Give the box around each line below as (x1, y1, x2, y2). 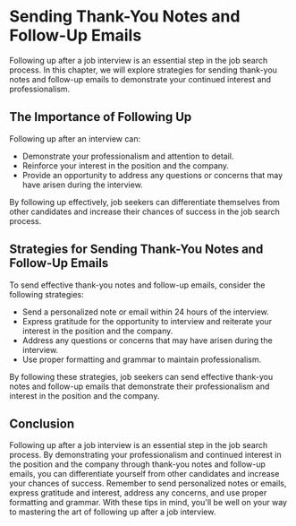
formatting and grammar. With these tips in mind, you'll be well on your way (9, 497, 288, 508)
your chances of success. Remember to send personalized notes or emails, (9, 478, 287, 489)
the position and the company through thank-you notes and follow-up (9, 459, 266, 470)
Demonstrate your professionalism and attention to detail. (21, 151, 234, 161)
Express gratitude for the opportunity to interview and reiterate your (21, 315, 273, 326)
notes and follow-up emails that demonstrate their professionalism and (9, 381, 270, 392)
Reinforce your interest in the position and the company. (21, 160, 230, 171)
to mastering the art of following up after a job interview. (9, 506, 216, 517)
